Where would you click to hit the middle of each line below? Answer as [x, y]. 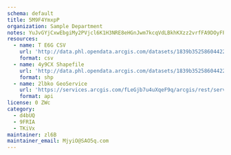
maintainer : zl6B [32, 134]
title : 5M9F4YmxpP [33, 20]
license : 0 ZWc [29, 103]
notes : [16, 33]
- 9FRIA [24, 122]
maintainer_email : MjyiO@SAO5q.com [58, 141]
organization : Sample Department [55, 26]
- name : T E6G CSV [40, 45]
